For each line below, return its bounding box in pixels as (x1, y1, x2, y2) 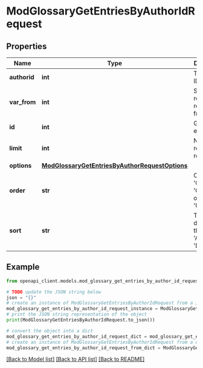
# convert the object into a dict (6, 328, 94, 334)
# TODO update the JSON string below (6, 289, 101, 295)
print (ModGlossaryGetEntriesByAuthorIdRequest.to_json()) (6, 317, 155, 323)
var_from (9, 98, 36, 106)
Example (6, 262, 40, 273)
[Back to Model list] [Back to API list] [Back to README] (6, 355, 145, 363)
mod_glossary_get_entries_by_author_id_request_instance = (6, 306, 158, 312)
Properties (6, 41, 47, 51)
